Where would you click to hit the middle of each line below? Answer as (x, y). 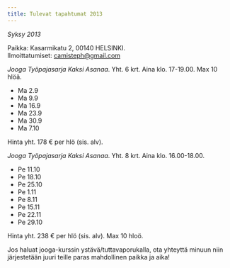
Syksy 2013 (24, 34)
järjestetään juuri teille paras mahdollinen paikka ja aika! (88, 257)
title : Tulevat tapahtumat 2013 (55, 14)
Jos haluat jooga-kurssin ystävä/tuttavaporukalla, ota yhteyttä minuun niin (115, 250)
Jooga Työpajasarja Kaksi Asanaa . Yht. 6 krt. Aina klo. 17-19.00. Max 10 (113, 69)
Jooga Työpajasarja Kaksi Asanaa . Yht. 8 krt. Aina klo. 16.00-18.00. (106, 155)
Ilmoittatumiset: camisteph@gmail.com (64, 55)
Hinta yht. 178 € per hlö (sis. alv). (56, 142)
